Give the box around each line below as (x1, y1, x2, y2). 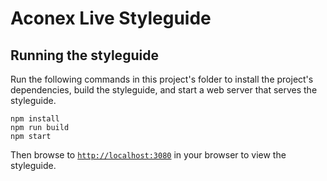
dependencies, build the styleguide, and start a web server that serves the (10, 84, 318, 96)
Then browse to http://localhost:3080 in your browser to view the (10, 149, 287, 161)
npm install (10, 114, 60, 124)
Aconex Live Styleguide (10, 7, 212, 30)
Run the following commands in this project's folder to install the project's (10, 73, 314, 85)
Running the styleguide (10, 47, 159, 64)
